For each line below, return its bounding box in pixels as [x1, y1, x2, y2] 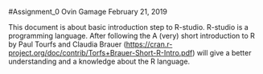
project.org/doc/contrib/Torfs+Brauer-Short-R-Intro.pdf [8, 48, 193, 57]
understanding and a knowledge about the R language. [8, 56, 191, 66]
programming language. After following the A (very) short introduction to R [8, 31, 256, 40]
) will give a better [191, 48, 252, 57]
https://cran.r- [125, 39, 173, 49]
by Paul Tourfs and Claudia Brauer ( [8, 39, 127, 49]
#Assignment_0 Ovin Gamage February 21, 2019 [8, 7, 167, 16]
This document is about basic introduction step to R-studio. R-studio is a [8, 23, 249, 31]
